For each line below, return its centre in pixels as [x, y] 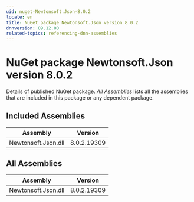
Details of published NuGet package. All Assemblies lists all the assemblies [97, 91]
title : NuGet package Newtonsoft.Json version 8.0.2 [72, 22]
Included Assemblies [46, 116]
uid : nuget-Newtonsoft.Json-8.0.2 [49, 11]
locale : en [19, 17]
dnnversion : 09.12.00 [33, 28]
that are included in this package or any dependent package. [80, 98]
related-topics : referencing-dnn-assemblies [62, 34]
